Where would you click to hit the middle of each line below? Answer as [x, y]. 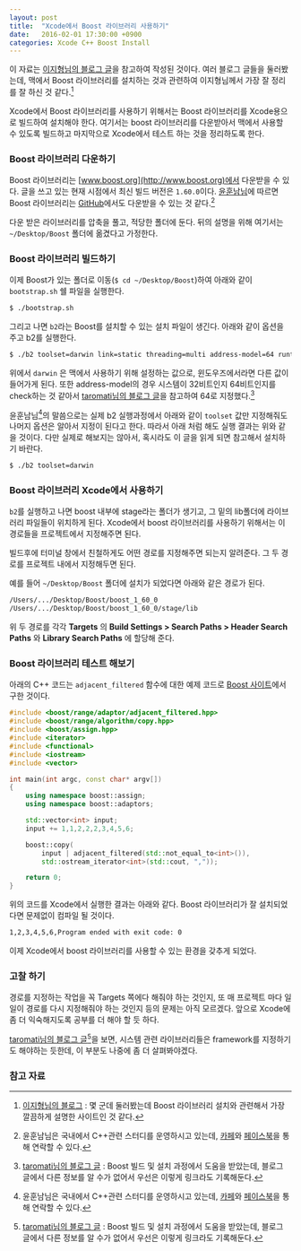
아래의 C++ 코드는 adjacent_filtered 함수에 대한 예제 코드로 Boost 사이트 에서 [148, 685]
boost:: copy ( [50, 845]
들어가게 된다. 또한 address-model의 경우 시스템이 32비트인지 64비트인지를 [142, 384]
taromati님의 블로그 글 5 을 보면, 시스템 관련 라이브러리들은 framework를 [135, 1038]
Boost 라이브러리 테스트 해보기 [72, 664]
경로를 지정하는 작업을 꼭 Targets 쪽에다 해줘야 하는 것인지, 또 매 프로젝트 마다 [146, 997]
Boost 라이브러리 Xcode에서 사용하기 [86, 491]
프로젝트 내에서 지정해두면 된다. [81, 564]
